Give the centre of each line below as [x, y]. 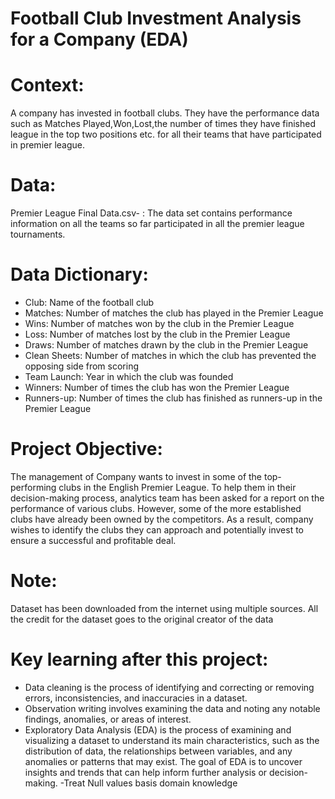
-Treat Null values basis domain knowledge [148, 783]
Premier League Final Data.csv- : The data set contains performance [151, 213]
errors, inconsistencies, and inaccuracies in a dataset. [136, 698]
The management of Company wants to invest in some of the [136, 476]
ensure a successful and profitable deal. [93, 540]
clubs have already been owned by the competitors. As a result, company [162, 519]
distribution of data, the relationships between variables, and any [158, 751]
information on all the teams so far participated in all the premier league [157, 224]
